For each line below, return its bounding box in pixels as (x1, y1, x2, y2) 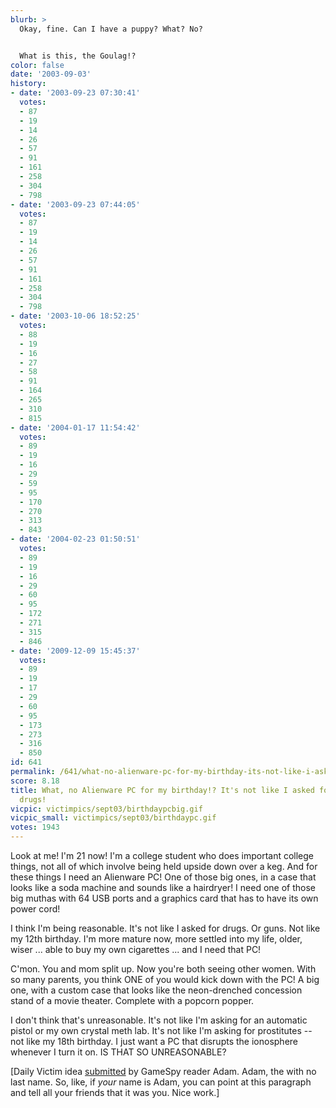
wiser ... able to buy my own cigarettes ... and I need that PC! (10, 944, 262, 955)
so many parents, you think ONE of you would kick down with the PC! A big (10, 974, 320, 985)
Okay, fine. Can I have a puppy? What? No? (19, 24, 203, 34)
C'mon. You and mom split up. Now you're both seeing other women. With (10, 963, 317, 975)
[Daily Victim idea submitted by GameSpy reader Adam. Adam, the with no (10, 1066, 317, 1077)
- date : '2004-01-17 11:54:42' (10, 422, 141, 433)
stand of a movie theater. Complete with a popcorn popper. (10, 995, 255, 1006)
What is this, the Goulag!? (19, 51, 137, 61)
